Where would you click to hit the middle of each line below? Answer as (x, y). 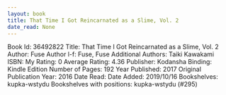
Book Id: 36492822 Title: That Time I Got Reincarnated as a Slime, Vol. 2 (113, 47)
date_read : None (31, 27)
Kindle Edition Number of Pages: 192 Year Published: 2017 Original (104, 69)
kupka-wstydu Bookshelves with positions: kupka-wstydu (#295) (103, 84)
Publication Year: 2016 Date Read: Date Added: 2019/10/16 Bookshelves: (113, 77)
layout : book (27, 14)
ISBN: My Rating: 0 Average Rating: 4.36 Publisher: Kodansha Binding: (110, 62)
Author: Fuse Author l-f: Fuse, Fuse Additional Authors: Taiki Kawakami (111, 54)
